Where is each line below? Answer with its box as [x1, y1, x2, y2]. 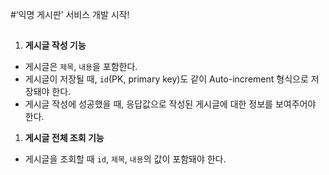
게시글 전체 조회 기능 [24, 132, 105, 144]
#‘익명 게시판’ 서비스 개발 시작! [10, 9, 130, 20]
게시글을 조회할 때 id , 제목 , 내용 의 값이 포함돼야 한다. [24, 153, 227, 165]
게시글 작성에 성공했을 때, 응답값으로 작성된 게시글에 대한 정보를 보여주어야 [24, 98, 317, 110]
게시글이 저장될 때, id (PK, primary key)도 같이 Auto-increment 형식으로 [24, 73, 309, 85]
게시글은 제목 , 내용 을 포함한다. [24, 61, 138, 73]
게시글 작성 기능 [24, 39, 87, 52]
